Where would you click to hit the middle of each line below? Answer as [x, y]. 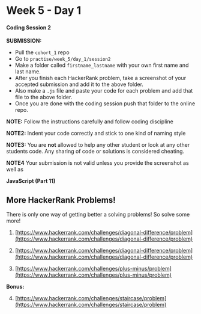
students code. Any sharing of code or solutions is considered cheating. [95, 152]
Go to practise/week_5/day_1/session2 [63, 59]
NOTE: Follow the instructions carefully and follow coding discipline [90, 122]
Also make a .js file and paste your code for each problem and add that [104, 91]
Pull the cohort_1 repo [42, 52]
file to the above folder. [43, 97]
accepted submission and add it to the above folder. [79, 84]
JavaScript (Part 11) [31, 181]
